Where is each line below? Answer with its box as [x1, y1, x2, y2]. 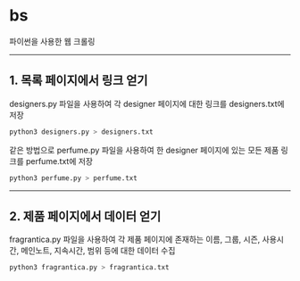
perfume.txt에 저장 [25, 155, 94, 166]
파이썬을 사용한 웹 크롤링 [9, 36, 96, 46]
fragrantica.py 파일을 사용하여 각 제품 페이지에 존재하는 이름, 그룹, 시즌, [9, 234, 261, 245]
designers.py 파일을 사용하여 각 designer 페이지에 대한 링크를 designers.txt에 [9, 98, 285, 109]
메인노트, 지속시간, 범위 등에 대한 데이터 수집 [21, 245, 176, 256]
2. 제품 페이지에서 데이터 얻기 [9, 209, 162, 224]
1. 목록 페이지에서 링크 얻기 [9, 73, 148, 88]
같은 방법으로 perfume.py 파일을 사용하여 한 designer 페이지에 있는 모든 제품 [9, 145, 279, 155]
